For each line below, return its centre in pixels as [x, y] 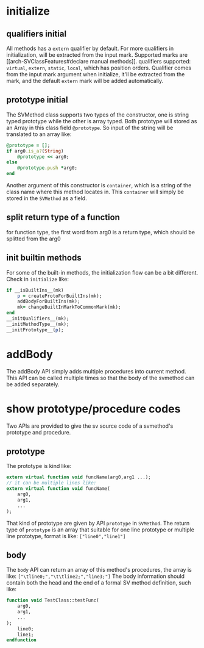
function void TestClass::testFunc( [53, 600]
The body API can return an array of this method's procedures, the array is [99, 570]
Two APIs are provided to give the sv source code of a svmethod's [90, 426]
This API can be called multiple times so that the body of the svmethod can [100, 378]
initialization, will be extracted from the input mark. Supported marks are [97, 55]
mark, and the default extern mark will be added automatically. [85, 81]
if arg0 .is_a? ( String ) [35, 151]
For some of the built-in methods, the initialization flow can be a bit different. [102, 272]
